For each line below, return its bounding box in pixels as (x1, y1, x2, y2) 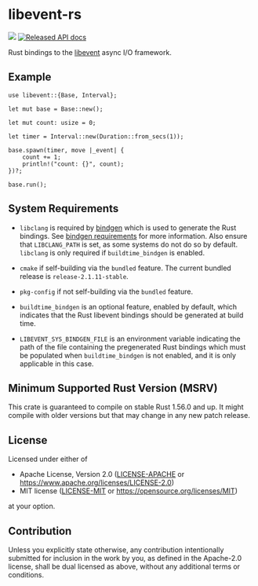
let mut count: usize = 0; (8, 119, 96, 126)
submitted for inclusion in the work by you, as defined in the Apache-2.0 (8, 554, 242, 562)
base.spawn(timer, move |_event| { (8, 146, 125, 154)
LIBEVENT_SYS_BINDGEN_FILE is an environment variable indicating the (19, 334, 241, 343)
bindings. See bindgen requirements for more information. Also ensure (19, 231, 248, 240)
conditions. (8, 570, 45, 579)
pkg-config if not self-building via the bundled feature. (19, 287, 194, 296)
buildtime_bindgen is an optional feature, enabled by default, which (19, 302, 238, 311)
